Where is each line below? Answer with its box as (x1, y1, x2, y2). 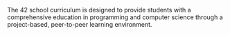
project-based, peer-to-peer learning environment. (7, 21, 152, 28)
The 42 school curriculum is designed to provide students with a (7, 6, 192, 14)
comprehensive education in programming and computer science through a (7, 13, 223, 21)
